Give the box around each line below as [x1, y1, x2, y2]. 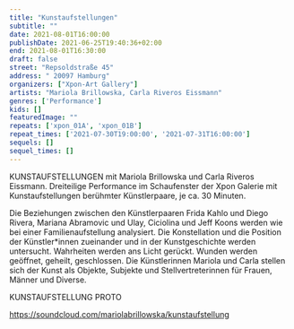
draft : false [9, 55, 58, 64]
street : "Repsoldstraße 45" [9, 64, 115, 73]
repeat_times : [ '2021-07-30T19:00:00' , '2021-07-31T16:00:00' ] [9, 130, 251, 139]
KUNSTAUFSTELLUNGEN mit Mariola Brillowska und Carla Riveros [9, 171, 255, 182]
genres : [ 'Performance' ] [9, 96, 102, 106]
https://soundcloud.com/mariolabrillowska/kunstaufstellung [9, 308, 230, 319]
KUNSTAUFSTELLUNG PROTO [9, 291, 123, 302]
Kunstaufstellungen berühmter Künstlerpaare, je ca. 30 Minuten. [9, 190, 246, 201]
